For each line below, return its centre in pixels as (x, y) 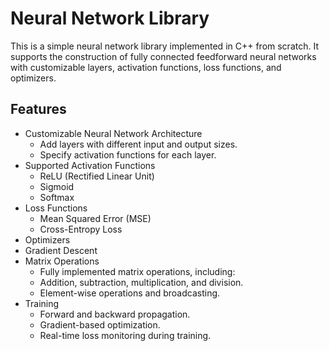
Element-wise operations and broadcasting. (130, 293)
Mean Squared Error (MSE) (95, 218)
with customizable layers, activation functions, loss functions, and (146, 67)
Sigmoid (57, 186)
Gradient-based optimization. (100, 324)
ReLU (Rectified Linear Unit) (97, 176)
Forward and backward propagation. (115, 314)
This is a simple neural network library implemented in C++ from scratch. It (164, 46)
